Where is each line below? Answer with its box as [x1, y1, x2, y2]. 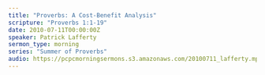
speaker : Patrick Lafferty [8, 33, 97, 41]
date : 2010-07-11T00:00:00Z [8, 26, 101, 34]
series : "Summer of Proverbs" [8, 48, 108, 55]
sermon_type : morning [8, 41, 80, 48]
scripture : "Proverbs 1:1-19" [8, 19, 108, 27]
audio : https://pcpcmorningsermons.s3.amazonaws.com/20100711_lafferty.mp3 [8, 55, 263, 63]
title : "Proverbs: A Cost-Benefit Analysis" [8, 11, 157, 20]
